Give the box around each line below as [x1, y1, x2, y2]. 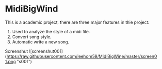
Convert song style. [12, 34, 52, 40]
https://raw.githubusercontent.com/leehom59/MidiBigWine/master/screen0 [6, 53, 157, 59]
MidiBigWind [5, 3, 58, 14]
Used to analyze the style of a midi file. [12, 28, 90, 34]
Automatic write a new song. [12, 39, 69, 44]
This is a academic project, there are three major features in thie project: [5, 19, 149, 25]
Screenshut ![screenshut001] [5, 48, 63, 54]
